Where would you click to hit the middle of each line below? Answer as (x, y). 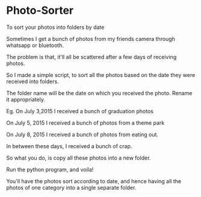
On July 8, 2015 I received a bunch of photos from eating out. (82, 134)
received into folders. (32, 81)
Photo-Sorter (40, 11)
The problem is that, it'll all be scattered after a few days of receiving (91, 57)
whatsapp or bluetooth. (35, 45)
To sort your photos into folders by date (55, 27)
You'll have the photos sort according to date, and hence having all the (94, 181)
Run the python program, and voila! (50, 169)
